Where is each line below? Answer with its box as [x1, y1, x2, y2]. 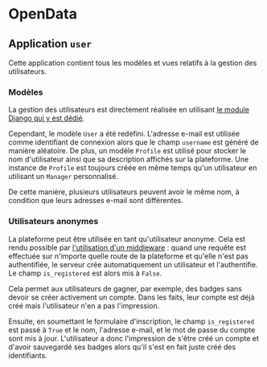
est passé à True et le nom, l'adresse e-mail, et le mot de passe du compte [8, 324, 256, 334]
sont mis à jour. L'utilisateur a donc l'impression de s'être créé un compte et [8, 333, 259, 343]
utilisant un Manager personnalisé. [8, 172, 119, 181]
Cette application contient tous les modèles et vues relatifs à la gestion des [8, 58, 257, 67]
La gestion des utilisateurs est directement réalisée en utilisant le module [8, 105, 249, 115]
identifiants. [8, 350, 47, 360]
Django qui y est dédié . [8, 113, 85, 123]
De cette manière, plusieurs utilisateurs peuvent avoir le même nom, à [8, 187, 240, 197]
